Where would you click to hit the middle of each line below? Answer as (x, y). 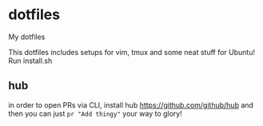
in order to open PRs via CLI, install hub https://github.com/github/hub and (131, 104)
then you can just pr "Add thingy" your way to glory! (95, 113)
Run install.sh (30, 61)
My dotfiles (27, 37)
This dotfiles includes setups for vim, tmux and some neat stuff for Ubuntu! (132, 52)
